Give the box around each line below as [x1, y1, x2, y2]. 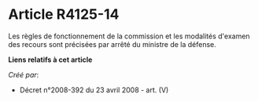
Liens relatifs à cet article [8, 55, 93, 64]
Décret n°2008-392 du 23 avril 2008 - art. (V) [19, 85, 169, 95]
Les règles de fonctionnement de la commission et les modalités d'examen [8, 31, 250, 41]
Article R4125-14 [8, 5, 120, 23]
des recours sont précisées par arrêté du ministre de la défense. [8, 39, 216, 49]
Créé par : [8, 70, 39, 79]
